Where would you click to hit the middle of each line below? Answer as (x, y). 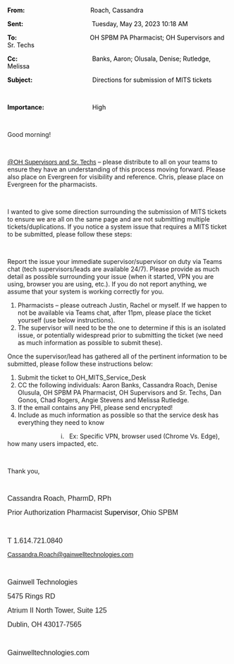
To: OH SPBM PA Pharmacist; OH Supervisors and (116, 37)
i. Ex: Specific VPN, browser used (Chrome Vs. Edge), (140, 436)
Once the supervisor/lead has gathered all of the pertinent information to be (117, 356)
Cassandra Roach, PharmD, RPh (59, 498)
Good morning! (29, 134)
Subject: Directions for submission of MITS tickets (110, 80)
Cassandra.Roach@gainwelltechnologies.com (70, 554)
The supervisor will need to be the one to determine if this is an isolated (122, 328)
